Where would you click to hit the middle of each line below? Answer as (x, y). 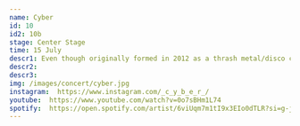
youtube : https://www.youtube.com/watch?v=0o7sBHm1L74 (115, 100)
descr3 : (24, 75)
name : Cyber (31, 17)
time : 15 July (36, 51)
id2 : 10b (25, 34)
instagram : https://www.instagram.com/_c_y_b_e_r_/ (109, 91)
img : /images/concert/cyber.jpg (69, 83)
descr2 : (24, 67)
